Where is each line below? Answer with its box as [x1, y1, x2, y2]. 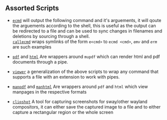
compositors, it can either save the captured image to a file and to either [12, 103, 161, 109]
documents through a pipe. [12, 58, 68, 64]
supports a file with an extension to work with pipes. [12, 73, 120, 79]
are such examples [12, 43, 51, 49]
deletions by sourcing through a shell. [12, 33, 90, 39]
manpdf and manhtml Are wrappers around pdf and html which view [12, 83, 148, 89]
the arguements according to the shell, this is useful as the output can [12, 22, 156, 28]
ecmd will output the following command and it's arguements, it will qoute [12, 17, 162, 23]
